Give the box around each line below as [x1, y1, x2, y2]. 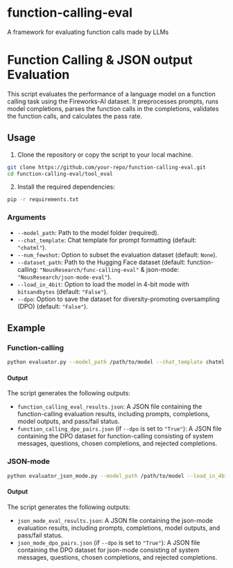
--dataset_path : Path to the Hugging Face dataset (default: [17, 258, 186, 266]
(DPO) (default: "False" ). [17, 302, 88, 310]
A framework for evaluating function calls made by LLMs [7, 28, 169, 36]
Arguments [7, 213, 46, 223]
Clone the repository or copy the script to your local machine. [17, 150, 193, 159]
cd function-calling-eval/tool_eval [7, 170, 113, 178]
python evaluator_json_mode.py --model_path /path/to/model [7, 472, 185, 479]
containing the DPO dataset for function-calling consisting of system [17, 432, 214, 440]
